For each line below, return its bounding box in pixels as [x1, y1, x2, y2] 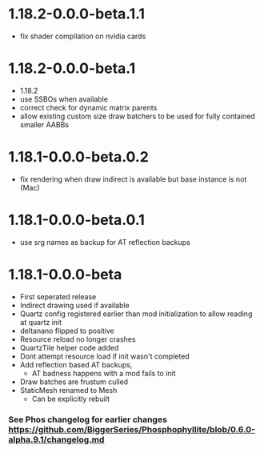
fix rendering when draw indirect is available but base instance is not [19, 174, 247, 184]
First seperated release [19, 291, 97, 301]
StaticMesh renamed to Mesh [19, 385, 118, 395]
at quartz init [19, 317, 62, 327]
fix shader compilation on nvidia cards [19, 31, 146, 41]
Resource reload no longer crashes [19, 334, 136, 344]
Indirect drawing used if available [19, 300, 130, 310]
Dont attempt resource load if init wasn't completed [19, 351, 190, 361]
